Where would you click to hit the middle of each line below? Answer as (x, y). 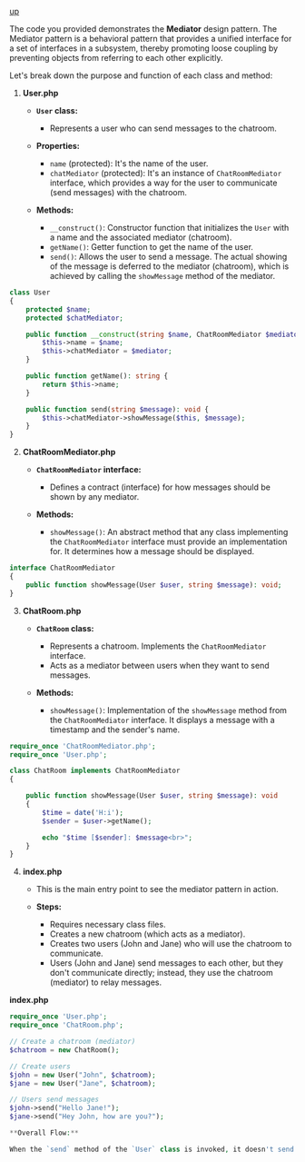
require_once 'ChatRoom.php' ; (67, 1025)
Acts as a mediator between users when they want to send (159, 665)
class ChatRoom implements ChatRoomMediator (95, 771)
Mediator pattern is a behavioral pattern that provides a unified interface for (151, 39)
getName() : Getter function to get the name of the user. (152, 247)
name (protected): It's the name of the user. (129, 164)
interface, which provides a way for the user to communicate (163, 183)
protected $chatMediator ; (75, 318)
